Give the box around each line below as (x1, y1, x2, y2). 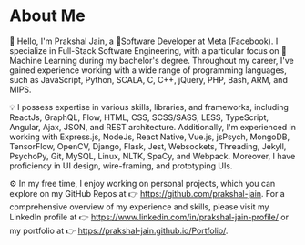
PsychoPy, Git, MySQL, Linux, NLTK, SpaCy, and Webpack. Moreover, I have (9, 150, 296, 161)
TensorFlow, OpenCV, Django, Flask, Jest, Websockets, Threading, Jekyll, (9, 140, 287, 151)
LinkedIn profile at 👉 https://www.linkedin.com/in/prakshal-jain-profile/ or (9, 211, 290, 222)
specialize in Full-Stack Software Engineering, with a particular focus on (9, 45, 280, 56)
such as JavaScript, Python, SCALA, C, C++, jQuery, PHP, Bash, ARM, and (9, 74, 289, 85)
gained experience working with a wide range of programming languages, (9, 65, 287, 76)
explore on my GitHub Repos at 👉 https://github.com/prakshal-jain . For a (9, 188, 285, 199)
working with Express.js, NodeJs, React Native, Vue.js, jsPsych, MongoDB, (9, 131, 290, 142)
